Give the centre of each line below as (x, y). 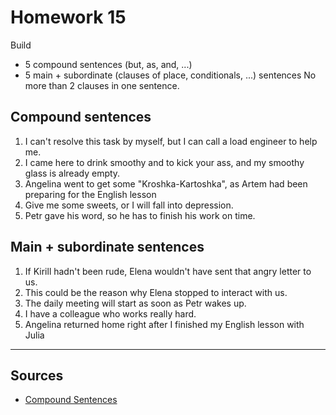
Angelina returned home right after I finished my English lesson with (164, 324)
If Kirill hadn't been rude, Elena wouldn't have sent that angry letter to (168, 271)
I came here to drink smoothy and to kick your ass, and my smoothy (164, 162)
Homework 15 (68, 17)
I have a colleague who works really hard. (110, 313)
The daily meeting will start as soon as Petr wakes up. (135, 303)
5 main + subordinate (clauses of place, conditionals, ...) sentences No (170, 75)
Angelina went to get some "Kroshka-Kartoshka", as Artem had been (166, 183)
